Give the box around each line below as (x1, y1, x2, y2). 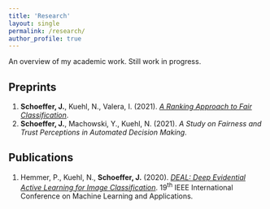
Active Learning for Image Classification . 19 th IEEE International (20, 181, 233, 192)
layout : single (8, 19, 60, 28)
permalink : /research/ (8, 27, 85, 35)
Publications (8, 151, 74, 164)
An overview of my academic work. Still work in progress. (8, 57, 202, 66)
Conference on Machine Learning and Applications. (20, 191, 194, 201)
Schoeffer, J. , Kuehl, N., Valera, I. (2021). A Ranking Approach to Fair (20, 102, 252, 112)
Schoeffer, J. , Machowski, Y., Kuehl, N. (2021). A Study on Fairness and (20, 119, 262, 129)
